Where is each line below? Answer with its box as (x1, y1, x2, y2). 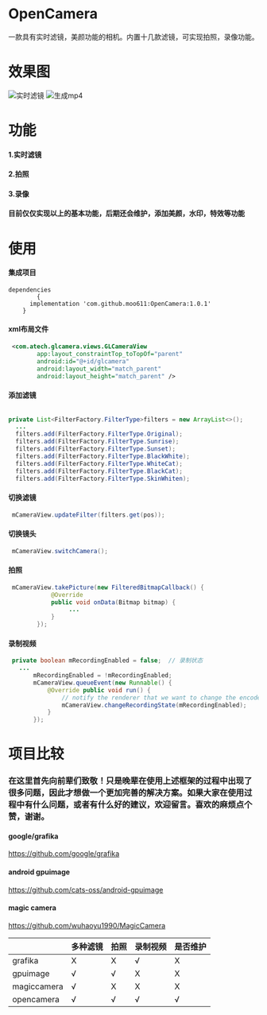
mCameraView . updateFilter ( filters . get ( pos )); (11, 510, 165, 519)
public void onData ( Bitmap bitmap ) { (50, 598, 176, 606)
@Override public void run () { (47, 686, 151, 694)
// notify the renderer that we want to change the (61, 693, 237, 702)
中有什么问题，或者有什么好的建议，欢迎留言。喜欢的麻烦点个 (16, 800, 253, 811)
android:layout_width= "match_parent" (37, 365, 161, 373)
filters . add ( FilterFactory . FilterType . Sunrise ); (15, 438, 180, 446)
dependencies (8, 285, 52, 294)
